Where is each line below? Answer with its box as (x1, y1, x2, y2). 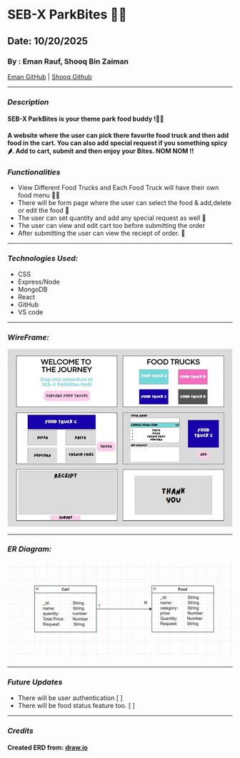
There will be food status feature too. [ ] (17, 701, 136, 709)
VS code (17, 307, 44, 316)
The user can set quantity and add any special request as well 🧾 (17, 214, 206, 222)
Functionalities (7, 167, 61, 177)
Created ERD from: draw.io (7, 743, 88, 752)
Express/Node (17, 277, 61, 286)
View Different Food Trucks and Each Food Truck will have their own (17, 184, 219, 192)
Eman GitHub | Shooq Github (7, 72, 93, 81)
